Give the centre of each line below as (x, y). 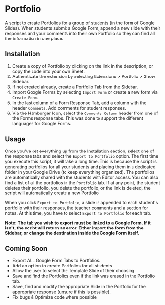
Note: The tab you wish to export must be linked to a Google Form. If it (78, 223)
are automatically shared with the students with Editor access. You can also (82, 177)
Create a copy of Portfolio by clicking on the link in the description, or (83, 66)
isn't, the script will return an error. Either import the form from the (74, 228)
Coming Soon (26, 248)
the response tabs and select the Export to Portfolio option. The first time (82, 156)
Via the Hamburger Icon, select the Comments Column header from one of (85, 113)
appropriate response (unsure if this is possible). (61, 292)
